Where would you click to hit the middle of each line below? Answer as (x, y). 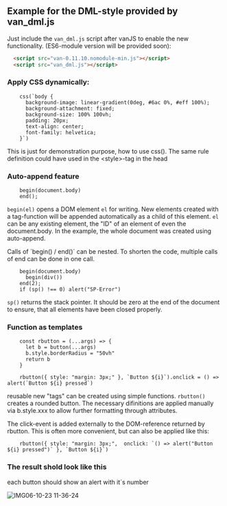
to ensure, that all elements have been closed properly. (85, 310)
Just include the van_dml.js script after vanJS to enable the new (98, 38)
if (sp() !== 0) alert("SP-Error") (70, 290)
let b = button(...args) (61, 348)
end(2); (30, 284)
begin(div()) (44, 278)
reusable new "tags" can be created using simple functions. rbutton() (106, 396)
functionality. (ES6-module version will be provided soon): (89, 46)
